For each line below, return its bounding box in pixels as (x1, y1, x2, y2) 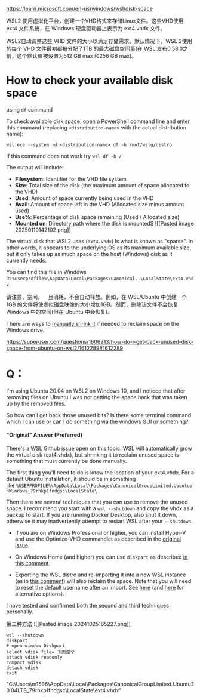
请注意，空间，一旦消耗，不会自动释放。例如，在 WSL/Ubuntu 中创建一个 (6, 293, 187, 300)
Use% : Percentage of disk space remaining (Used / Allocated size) (14, 213, 180, 220)
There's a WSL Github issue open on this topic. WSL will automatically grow (6, 445, 192, 452)
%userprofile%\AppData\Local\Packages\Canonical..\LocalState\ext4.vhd (11, 276, 194, 282)
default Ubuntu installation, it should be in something (6, 476, 136, 483)
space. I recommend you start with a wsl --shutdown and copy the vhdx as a (6, 505, 194, 512)
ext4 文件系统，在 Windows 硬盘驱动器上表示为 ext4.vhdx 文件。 (6, 25, 166, 32)
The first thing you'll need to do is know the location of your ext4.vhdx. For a (6, 469, 195, 476)
